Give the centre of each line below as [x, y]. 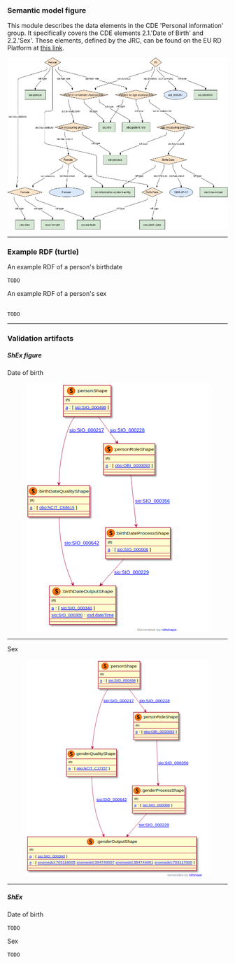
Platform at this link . [36, 48]
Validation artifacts [41, 339]
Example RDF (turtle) [43, 252]
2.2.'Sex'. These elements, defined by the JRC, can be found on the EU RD [114, 41]
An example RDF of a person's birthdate [65, 267]
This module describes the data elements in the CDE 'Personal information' [115, 26]
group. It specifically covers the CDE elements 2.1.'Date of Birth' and [106, 33]
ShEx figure [24, 355]
